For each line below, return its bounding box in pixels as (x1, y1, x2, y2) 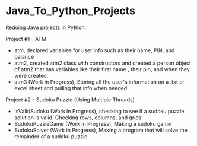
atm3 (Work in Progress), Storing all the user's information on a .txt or (14, 78, 185, 85)
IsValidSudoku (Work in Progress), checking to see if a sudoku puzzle (14, 107, 185, 115)
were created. (14, 72, 49, 79)
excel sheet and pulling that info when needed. (14, 84, 129, 91)
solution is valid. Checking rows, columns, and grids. (14, 114, 144, 121)
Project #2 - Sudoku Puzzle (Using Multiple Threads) (5, 96, 135, 103)
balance (14, 53, 34, 60)
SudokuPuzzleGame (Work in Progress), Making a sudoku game (14, 120, 171, 127)
